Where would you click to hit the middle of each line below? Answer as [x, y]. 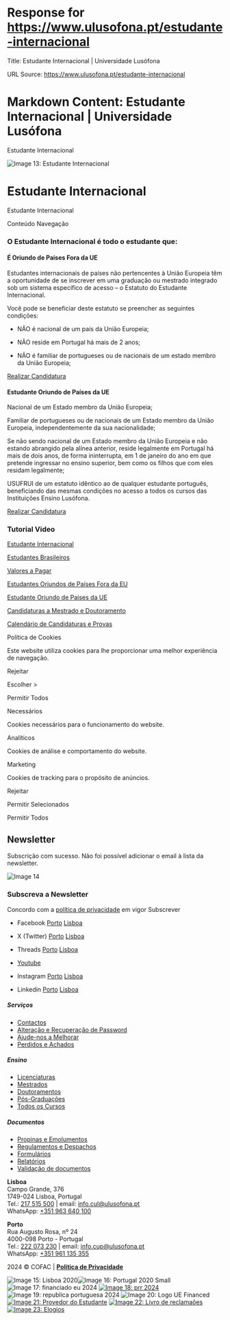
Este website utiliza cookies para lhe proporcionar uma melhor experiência [112, 651]
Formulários [34, 1154]
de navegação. [28, 658]
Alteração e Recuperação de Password [72, 1029]
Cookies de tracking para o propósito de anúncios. [78, 778]
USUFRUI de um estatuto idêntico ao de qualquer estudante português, [108, 484]
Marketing [22, 765]
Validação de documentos [54, 1169]
